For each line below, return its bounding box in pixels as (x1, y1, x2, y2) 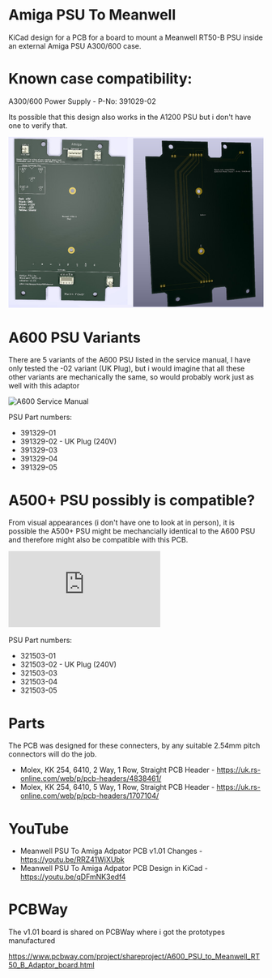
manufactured (8, 936, 56, 946)
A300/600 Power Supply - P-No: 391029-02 (8, 96, 156, 106)
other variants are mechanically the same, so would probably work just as (8, 372, 254, 382)
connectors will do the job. (8, 749, 97, 759)
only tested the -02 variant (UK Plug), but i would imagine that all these (8, 363, 245, 374)
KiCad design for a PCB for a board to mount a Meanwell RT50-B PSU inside (8, 32, 263, 42)
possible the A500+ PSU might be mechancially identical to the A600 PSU (8, 526, 256, 536)
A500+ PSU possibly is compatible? (8, 491, 255, 509)
